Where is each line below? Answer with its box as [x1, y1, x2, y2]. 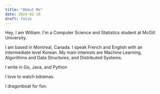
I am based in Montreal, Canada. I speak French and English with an [5, 45, 143, 50]
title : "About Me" [5, 7, 43, 12]
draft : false [5, 16, 32, 21]
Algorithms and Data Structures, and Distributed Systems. [5, 55, 123, 61]
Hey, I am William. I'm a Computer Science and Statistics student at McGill [5, 30, 156, 36]
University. [5, 35, 27, 41]
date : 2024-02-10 [5, 12, 41, 17]
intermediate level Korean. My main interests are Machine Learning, [5, 49, 142, 55]
